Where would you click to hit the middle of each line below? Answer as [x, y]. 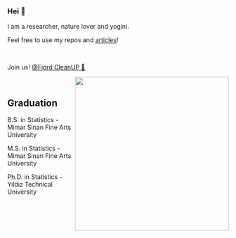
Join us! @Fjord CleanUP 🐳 [46, 67]
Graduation [33, 103]
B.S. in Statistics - [33, 120]
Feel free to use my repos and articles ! [63, 40]
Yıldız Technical [30, 185]
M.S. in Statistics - [34, 148]
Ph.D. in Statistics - [35, 177]
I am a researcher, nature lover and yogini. [68, 27]
